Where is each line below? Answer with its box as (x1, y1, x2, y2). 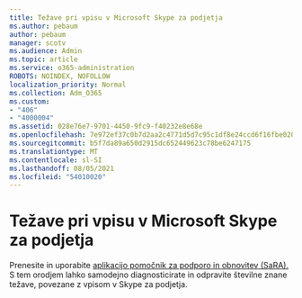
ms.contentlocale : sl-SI (9, 155, 102, 165)
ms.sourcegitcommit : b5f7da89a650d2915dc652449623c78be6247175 (9, 139, 252, 148)
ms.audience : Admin (9, 47, 83, 56)
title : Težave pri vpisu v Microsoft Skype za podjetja (9, 13, 223, 23)
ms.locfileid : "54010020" (9, 172, 106, 181)
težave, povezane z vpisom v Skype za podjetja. (9, 279, 188, 290)
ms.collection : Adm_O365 (9, 88, 102, 97)
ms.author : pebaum (9, 22, 78, 31)
